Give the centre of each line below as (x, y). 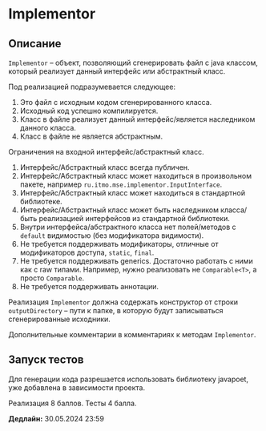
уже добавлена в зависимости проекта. (77, 387)
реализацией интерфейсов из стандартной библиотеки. (134, 218)
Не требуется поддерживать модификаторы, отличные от (119, 244)
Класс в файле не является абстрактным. (91, 136)
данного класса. (48, 128)
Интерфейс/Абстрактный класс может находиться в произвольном (136, 176)
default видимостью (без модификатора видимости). (112, 236)
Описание (35, 44)
